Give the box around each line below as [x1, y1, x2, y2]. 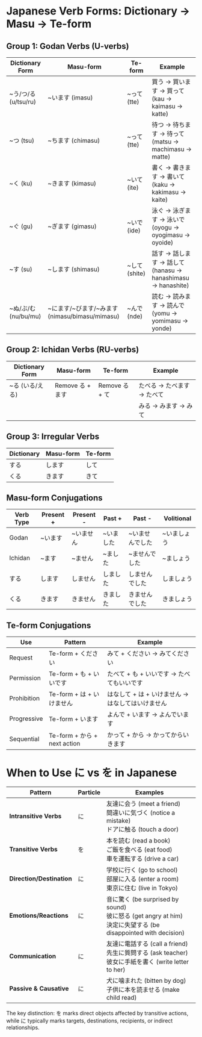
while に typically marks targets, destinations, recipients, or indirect [6, 1017, 173, 1024]
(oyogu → [151, 223, 179, 231]
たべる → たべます [138, 381, 191, 390]
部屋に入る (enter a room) [106, 875, 179, 883]
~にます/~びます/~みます [47, 304, 118, 313]
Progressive [9, 715, 43, 723]
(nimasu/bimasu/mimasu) [47, 312, 120, 320]
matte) [151, 152, 171, 161]
